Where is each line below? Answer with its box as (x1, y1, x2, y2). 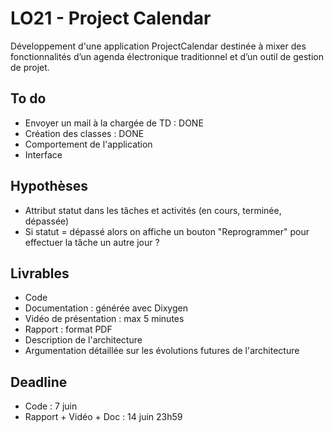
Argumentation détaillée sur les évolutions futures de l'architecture (24, 345, 300, 357)
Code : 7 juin (24, 400, 78, 412)
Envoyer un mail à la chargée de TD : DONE (24, 117, 204, 129)
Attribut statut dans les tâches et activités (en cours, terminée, (24, 204, 282, 216)
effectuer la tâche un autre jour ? (24, 236, 160, 248)
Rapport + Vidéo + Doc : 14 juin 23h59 (24, 411, 183, 423)
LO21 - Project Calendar (10, 7, 212, 30)
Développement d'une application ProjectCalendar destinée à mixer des (10, 40, 307, 52)
